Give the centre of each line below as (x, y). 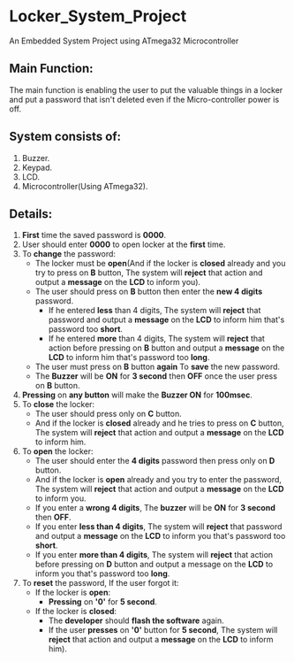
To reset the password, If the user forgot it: (100, 583)
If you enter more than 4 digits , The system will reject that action (154, 555)
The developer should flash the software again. (136, 620)
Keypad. (37, 167)
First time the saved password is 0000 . (94, 235)
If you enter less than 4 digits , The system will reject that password (158, 527)
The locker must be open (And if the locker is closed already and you (160, 264)
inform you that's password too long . (102, 573)
